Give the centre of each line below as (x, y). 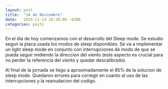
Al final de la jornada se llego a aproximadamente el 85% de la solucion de (83, 70)
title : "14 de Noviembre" (34, 15)
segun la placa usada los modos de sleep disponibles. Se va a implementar (84, 44)
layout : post (19, 10)
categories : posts (25, 24)
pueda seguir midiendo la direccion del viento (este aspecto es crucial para (84, 55)
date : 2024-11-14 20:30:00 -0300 (43, 19)
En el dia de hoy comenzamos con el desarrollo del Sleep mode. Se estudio (85, 39)
